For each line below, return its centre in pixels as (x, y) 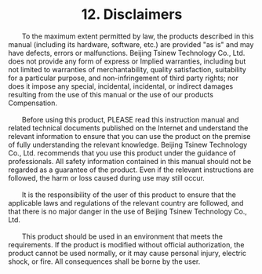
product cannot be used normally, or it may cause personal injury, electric (127, 253)
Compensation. (33, 103)
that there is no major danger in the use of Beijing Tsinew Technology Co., (127, 211)
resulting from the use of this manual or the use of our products (111, 94)
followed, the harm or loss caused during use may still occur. (107, 177)
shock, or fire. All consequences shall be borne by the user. (104, 261)
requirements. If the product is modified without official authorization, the (126, 244)
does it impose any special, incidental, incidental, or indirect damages (121, 86)
